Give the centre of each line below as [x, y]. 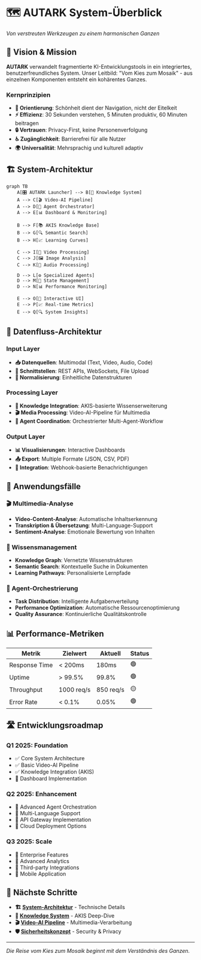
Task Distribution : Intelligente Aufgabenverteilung [77, 601]
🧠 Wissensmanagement [42, 547]
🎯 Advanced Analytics [42, 861]
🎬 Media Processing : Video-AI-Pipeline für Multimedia [83, 412]
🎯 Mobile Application [40, 874]
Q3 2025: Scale [29, 842]
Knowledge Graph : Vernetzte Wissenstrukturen [74, 560]
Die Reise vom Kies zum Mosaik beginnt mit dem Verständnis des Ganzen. [98, 951]
